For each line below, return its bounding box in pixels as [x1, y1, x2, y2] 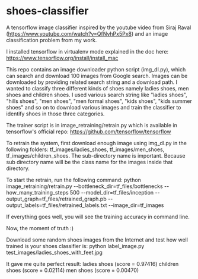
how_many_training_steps [6, 189, 69, 196]
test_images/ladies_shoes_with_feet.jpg [6, 249, 103, 256]
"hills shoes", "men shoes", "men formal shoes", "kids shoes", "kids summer [6, 97, 193, 105]
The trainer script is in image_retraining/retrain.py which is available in [6, 121, 178, 128]
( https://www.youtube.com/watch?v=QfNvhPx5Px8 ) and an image [6, 30, 168, 37]
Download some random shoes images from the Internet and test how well [6, 236, 189, 243]
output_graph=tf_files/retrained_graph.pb [6, 195, 107, 202]
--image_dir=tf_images [108, 201, 164, 209]
